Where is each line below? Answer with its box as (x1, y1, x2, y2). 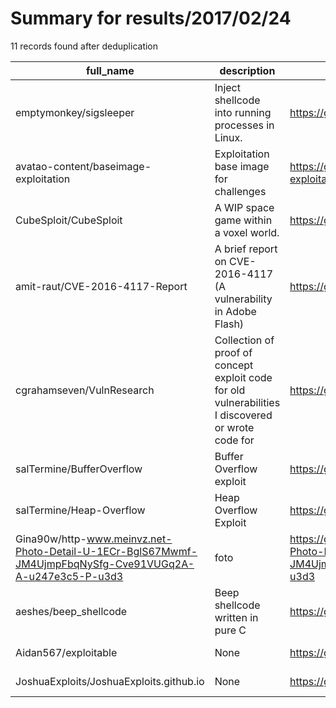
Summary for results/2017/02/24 (10, 7, 292, 30)
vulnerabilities (214, 395, 281, 409)
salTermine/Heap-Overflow (15, 503, 146, 517)
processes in (214, 118, 275, 132)
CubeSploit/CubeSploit (15, 213, 123, 227)
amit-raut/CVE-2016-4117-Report (15, 279, 188, 293)
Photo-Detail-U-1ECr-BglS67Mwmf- (15, 544, 198, 558)
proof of (214, 345, 253, 359)
